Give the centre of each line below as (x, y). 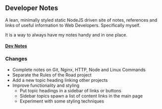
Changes (16, 59)
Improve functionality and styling (46, 85)
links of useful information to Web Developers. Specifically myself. (73, 25)
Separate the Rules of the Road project (52, 75)
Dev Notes (16, 46)
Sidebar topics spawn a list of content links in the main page (81, 96)
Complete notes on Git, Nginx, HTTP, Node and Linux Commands (79, 70)
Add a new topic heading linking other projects (60, 80)
